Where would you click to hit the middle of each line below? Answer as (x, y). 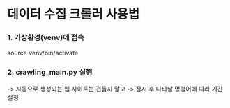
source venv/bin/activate (43, 53)
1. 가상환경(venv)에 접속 (46, 37)
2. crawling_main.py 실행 (50, 72)
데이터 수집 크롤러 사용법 (74, 14)
